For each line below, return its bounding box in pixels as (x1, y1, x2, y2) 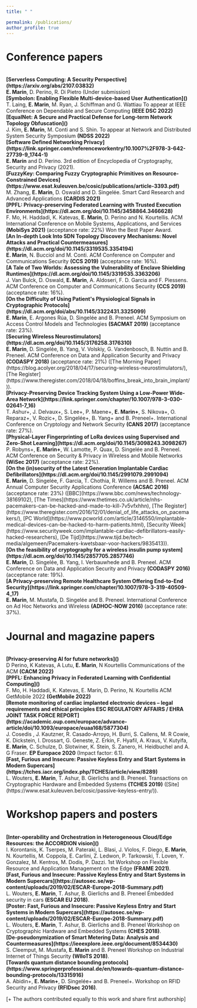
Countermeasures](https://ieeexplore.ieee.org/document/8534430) (6, 940, 178, 947)
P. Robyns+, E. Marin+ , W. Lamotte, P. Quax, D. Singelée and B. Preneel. (6, 446, 181, 453)
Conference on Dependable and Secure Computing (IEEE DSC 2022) (6, 107, 173, 114)
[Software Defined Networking (6, 139, 83, 146)
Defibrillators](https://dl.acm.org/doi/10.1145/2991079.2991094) (6, 471, 169, 478)
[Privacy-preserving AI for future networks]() (6, 656, 119, 663)
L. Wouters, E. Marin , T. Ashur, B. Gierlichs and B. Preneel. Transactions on (6, 774, 188, 782)
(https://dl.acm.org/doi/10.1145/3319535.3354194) (6, 246, 133, 253)
